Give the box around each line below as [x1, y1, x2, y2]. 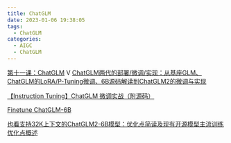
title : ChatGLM [7, 10, 51, 17]
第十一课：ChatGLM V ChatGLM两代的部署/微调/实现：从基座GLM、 [7, 68, 203, 77]
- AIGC [13, 42, 33, 49]
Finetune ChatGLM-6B [7, 105, 71, 114]
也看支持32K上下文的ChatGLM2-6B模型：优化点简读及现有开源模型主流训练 [7, 120, 224, 128]
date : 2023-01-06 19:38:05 [7, 17, 85, 23]
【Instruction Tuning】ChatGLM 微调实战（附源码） [7, 91, 155, 100]
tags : [7, 23, 23, 30]
